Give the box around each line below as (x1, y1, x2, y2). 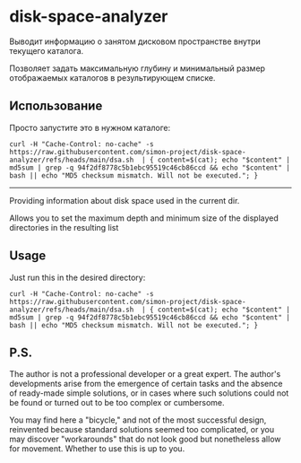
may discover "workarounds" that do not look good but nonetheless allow (9, 433, 281, 445)
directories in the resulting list (9, 222, 119, 232)
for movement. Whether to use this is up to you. (9, 443, 185, 454)
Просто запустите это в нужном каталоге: (9, 122, 171, 133)
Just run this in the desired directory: (9, 272, 146, 283)
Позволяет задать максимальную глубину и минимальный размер (9, 63, 266, 74)
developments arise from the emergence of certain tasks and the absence (9, 379, 283, 389)
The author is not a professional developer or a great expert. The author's (9, 369, 281, 380)
